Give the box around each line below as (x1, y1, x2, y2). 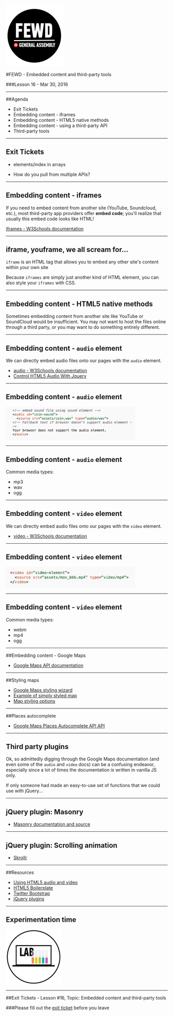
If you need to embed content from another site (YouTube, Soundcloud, (6, 205, 157, 211)
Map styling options (13, 698, 55, 704)
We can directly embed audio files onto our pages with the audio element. (6, 358, 162, 364)
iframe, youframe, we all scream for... (6, 245, 129, 254)
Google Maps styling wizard (13, 687, 73, 693)
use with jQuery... (6, 788, 43, 794)
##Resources (6, 869, 34, 876)
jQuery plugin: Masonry (6, 807, 84, 816)
